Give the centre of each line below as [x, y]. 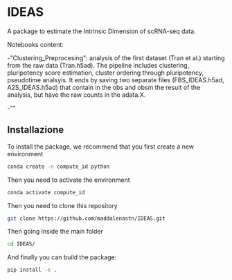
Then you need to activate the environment [69, 180]
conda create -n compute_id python [59, 167]
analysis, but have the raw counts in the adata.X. [77, 95]
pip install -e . [32, 270]
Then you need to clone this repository [62, 205]
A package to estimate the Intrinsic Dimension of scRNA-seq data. [101, 31]
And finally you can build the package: [62, 257]
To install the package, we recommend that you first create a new [101, 147]
